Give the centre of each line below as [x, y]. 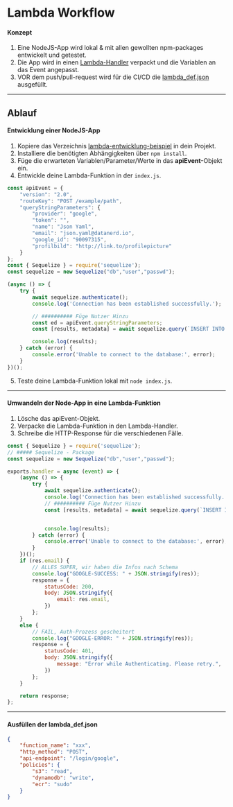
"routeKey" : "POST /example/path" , [71, 201]
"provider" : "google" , [65, 214]
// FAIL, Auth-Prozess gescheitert [84, 632]
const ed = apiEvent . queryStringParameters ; [97, 323]
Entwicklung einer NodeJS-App [54, 130]
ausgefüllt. [33, 85]
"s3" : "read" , [52, 771]
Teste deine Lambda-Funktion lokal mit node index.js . [95, 381]
